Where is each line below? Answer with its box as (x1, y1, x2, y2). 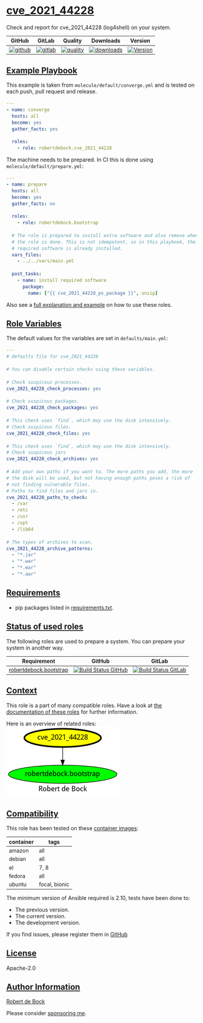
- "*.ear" (11, 565, 36, 571)
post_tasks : (11, 271, 42, 277)
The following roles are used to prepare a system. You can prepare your (6, 637, 185, 645)
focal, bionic (39, 880, 69, 888)
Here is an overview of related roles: (6, 720, 97, 727)
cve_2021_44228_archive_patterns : (6, 545, 94, 552)
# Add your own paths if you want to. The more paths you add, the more (6, 469, 193, 475)
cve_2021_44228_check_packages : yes (6, 404, 98, 411)
